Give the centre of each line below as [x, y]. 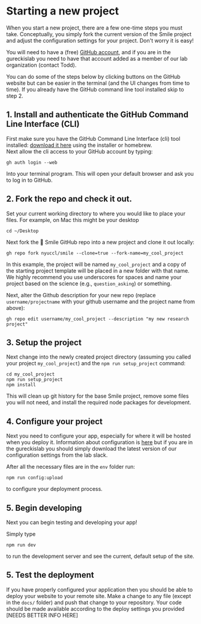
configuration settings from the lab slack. [57, 455]
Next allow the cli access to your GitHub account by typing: [79, 151]
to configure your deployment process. [55, 489]
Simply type [21, 534]
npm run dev [21, 545]
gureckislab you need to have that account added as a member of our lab [97, 58]
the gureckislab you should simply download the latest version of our [91, 449]
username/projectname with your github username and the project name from [100, 301]
